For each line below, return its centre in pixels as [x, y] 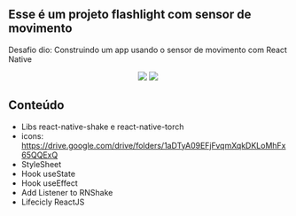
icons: [32, 135]
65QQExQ [39, 155]
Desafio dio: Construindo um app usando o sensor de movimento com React [148, 50]
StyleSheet [41, 164]
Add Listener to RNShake [67, 192]
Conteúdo [36, 105]
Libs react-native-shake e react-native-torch [102, 127]
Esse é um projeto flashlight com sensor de [130, 15]
